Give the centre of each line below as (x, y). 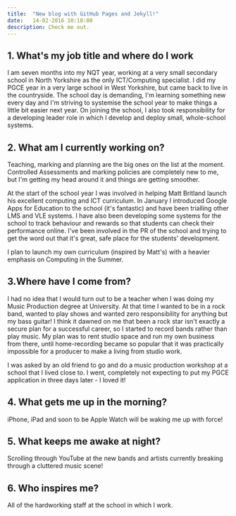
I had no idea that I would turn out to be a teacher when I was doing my (111, 298)
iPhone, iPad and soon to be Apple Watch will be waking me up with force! (115, 419)
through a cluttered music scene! (55, 466)
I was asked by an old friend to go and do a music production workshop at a (118, 365)
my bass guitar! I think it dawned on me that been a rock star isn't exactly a (116, 321)
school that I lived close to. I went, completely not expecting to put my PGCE (118, 373)
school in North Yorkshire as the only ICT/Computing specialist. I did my (112, 80)
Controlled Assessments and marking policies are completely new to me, (113, 172)
